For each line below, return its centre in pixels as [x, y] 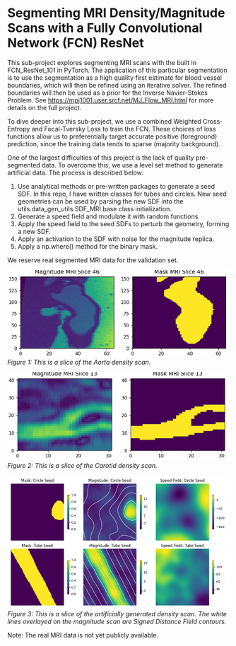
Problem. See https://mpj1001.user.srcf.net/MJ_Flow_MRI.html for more [111, 100]
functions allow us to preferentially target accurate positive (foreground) [112, 136]
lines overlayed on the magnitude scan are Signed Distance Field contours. [117, 622]
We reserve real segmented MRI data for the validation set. [93, 260]
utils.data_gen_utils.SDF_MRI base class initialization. [94, 209]
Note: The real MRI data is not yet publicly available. [83, 635]
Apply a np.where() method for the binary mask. [87, 246]
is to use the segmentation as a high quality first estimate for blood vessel [115, 77]
